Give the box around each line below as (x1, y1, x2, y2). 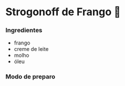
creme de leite (13, 46, 49, 53)
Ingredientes (5, 26, 43, 35)
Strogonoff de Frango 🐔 (5, 5, 121, 19)
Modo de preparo (5, 73, 56, 81)
